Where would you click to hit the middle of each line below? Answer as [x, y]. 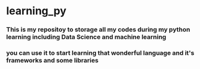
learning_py [36, 11]
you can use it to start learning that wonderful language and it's [100, 53]
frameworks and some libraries [52, 61]
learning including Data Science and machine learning [86, 37]
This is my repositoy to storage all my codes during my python [98, 30]
